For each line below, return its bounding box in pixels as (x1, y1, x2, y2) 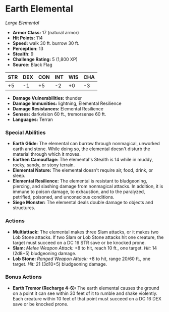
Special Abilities (5, 129, 46, 136)
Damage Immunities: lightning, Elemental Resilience (12, 100, 122, 106)
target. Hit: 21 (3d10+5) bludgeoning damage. (12, 261, 107, 267)
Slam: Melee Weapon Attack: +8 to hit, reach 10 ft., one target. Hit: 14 (12, 245, 157, 251)
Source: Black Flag (12, 61, 52, 68)
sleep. (12, 172, 26, 179)
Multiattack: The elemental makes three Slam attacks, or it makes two (12, 229, 159, 235)
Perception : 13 (12, 45, 44, 51)
